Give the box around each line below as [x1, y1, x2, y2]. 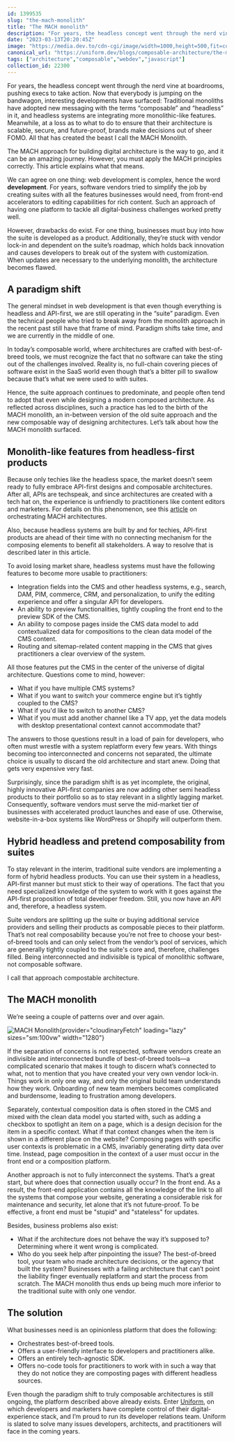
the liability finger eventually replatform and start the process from [17, 1271, 208, 1280]
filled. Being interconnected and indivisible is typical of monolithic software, [7, 953, 224, 961]
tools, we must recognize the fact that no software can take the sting [25, 352, 223, 361]
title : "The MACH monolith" [7, 23, 89, 30]
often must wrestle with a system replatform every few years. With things [7, 742, 217, 751]
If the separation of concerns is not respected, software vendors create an [7, 1046, 221, 1055]
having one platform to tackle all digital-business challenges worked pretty [7, 205, 221, 213]
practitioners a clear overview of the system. [17, 649, 146, 658]
